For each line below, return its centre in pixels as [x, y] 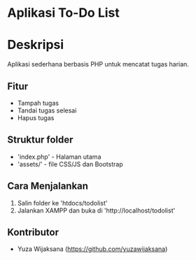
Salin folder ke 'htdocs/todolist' [62, 203]
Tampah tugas [38, 103]
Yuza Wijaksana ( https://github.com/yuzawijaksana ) [92, 249]
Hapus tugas [36, 117]
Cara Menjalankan [48, 186]
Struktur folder [40, 140]
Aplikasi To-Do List [64, 13]
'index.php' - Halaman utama [59, 157]
